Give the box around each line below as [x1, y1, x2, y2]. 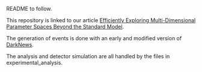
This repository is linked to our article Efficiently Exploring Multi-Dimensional [6, 17, 196, 23]
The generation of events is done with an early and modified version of [6, 35, 182, 41]
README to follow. [6, 5, 52, 12]
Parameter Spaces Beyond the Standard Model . [6, 23, 124, 30]
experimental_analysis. [6, 59, 63, 66]
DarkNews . [6, 41, 34, 48]
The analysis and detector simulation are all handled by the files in [6, 53, 170, 59]
